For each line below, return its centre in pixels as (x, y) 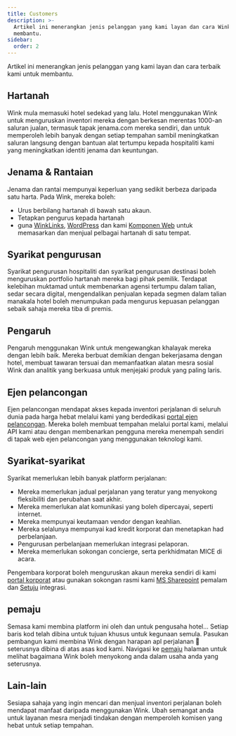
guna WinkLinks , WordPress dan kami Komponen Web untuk (105, 225)
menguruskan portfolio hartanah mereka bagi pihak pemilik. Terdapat (107, 279)
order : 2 (26, 46)
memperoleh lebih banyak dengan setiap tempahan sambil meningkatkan (113, 135)
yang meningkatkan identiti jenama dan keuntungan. (83, 150)
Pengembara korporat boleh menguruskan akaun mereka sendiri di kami (112, 572)
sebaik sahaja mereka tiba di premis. (60, 309)
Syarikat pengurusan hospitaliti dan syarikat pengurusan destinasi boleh (112, 272)
